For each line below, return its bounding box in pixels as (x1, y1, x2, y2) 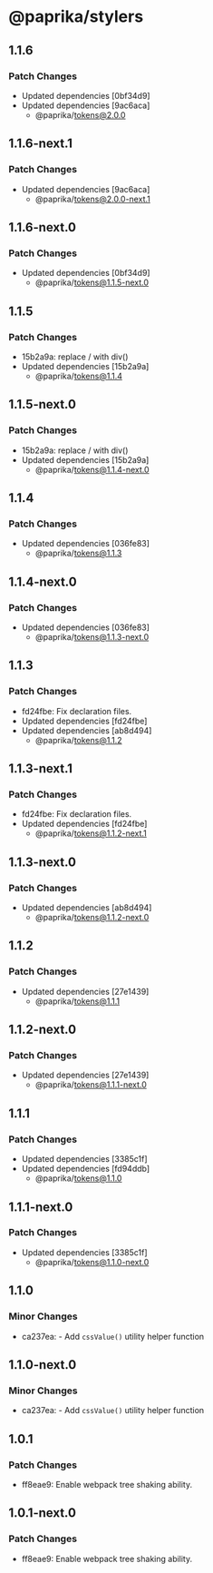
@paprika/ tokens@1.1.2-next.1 (34, 828, 147, 839)
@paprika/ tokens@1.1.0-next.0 (34, 1256, 150, 1267)
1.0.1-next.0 (8, 1505, 76, 1521)
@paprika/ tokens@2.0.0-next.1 (34, 193, 150, 204)
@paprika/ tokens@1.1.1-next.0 (34, 1079, 147, 1090)
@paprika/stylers (8, 6, 144, 27)
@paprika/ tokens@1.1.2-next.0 (34, 912, 150, 923)
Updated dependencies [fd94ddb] (21, 1164, 150, 1175)
